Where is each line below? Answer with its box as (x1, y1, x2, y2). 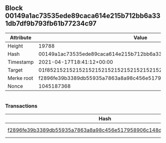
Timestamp (7, 58, 34, 65)
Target (7, 66, 23, 73)
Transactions (5, 102, 38, 109)
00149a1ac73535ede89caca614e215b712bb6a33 (5, 12, 161, 20)
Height (7, 42, 23, 49)
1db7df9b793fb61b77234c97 (5, 19, 97, 28)
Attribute (9, 34, 32, 41)
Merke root (7, 74, 34, 81)
